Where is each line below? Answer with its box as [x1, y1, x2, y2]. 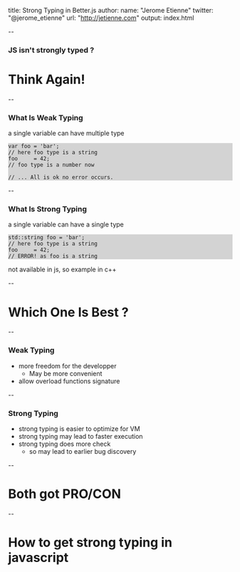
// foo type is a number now [8, 162, 95, 169]
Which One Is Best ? [8, 304, 129, 320]
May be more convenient [28, 369, 103, 378]
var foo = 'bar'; [8, 142, 60, 150]
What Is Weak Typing [8, 113, 84, 123]
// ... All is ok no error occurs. [8, 174, 114, 181]
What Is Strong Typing [8, 204, 88, 214]
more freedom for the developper [18, 361, 117, 370]
